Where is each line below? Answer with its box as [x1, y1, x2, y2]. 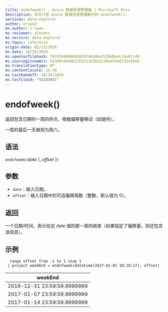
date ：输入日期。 [12, 186, 48, 192]
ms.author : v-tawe [5, 26, 43, 31]
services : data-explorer [5, 17, 57, 22]
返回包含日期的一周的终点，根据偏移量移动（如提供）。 [5, 116, 117, 122]
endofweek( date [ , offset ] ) [5, 156, 59, 162]
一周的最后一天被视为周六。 [5, 126, 62, 133]
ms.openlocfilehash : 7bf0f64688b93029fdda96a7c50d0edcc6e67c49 [5, 54, 140, 59]
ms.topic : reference [5, 40, 48, 45]
